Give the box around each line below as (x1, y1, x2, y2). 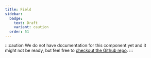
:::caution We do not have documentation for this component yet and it (5, 43, 147, 48)
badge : (9, 16, 23, 21)
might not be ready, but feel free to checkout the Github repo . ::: (5, 47, 133, 53)
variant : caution (14, 25, 49, 30)
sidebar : (5, 12, 23, 16)
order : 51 (9, 29, 29, 34)
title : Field (5, 7, 32, 12)
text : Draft (14, 20, 38, 25)
